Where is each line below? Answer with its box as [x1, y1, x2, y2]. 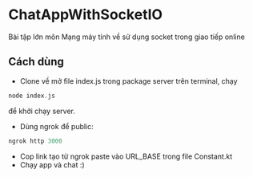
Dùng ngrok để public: [19, 121, 94, 131]
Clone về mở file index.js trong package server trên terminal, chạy [19, 76, 238, 85]
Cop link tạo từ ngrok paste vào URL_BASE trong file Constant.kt [19, 151, 233, 161]
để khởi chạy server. [8, 106, 76, 116]
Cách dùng [8, 55, 64, 69]
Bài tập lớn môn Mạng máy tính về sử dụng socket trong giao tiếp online [8, 32, 246, 41]
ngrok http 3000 [8, 137, 62, 145]
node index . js [8, 92, 56, 100]
